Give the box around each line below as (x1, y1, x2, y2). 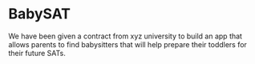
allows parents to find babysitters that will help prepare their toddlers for (8, 39, 247, 49)
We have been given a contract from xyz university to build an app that (8, 31, 243, 41)
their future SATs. (8, 48, 66, 58)
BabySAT (8, 5, 71, 23)
